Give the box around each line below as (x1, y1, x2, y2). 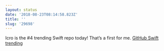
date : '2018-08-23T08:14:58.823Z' (5, 12, 78, 17)
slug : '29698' (5, 21, 35, 26)
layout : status (5, 7, 37, 12)
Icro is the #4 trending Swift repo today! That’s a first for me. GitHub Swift (5, 35, 159, 41)
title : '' (5, 16, 26, 21)
